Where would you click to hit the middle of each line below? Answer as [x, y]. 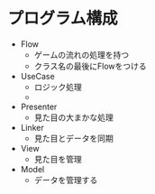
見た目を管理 [58, 159]
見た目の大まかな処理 [73, 117]
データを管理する [66, 180]
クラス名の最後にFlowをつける [90, 66]
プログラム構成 [63, 18]
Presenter [39, 106]
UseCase [37, 76]
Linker [32, 127]
